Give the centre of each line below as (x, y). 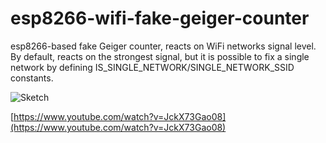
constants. (32, 78)
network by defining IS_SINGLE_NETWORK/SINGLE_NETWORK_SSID (152, 67)
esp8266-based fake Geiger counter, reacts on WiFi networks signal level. (163, 46)
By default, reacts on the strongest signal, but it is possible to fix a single (160, 56)
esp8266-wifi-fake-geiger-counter (160, 18)
